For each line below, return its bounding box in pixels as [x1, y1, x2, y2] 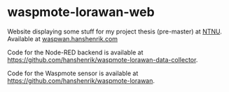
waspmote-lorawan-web [7, 4, 155, 20]
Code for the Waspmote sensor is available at [7, 69, 139, 77]
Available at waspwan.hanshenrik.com [7, 34, 118, 43]
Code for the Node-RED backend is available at [7, 48, 144, 56]
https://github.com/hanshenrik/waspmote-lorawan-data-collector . [7, 55, 198, 63]
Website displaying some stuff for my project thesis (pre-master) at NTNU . [7, 27, 223, 36]
